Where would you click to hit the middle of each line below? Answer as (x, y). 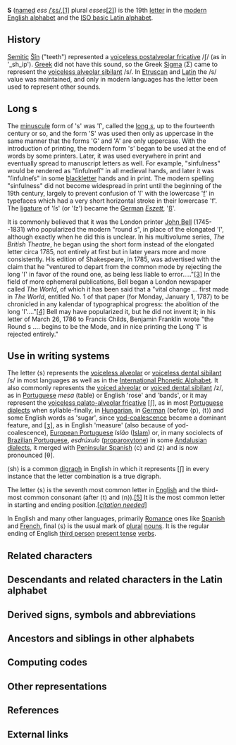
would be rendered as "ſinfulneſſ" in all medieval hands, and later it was (111, 170)
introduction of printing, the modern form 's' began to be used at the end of (117, 148)
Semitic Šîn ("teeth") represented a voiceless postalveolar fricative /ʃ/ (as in (117, 56)
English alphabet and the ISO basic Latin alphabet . (80, 18)
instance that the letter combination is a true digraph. (84, 476)
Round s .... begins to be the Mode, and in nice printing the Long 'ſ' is (107, 326)
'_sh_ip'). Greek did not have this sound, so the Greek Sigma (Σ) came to (113, 64)
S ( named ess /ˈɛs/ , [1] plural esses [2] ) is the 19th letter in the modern (107, 10)
